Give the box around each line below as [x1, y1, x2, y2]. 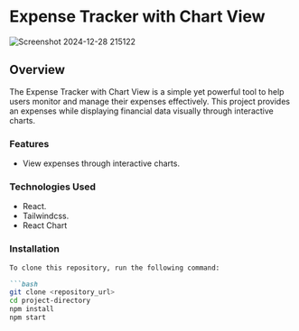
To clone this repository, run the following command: [9, 263, 220, 272]
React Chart [22, 220, 68, 231]
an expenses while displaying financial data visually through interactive [9, 106, 274, 116]
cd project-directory [9, 296, 91, 306]
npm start [9, 313, 47, 322]
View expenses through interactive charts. [22, 158, 181, 169]
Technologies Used [9, 180, 97, 193]
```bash [9, 280, 39, 289]
